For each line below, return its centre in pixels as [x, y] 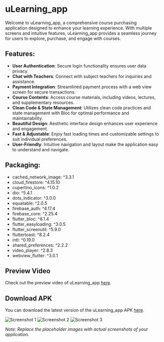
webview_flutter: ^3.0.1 [35, 255]
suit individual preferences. [40, 139]
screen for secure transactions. [44, 92]
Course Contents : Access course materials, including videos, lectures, [84, 97]
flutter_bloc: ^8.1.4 [30, 219]
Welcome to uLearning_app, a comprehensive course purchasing [71, 23]
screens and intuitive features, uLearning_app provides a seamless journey [81, 33]
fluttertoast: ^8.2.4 [31, 235]
